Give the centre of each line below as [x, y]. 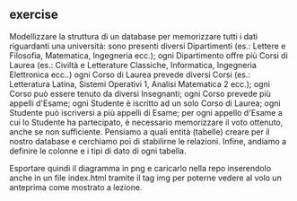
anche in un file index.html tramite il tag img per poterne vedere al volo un [146, 178]
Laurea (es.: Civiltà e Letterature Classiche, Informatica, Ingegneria [133, 65]
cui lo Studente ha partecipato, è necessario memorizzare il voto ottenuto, [146, 122]
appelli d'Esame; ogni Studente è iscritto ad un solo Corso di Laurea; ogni [145, 103]
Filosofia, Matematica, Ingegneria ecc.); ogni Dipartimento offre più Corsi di [149, 55]
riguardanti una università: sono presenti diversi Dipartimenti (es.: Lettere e [148, 46]
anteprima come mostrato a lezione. [76, 187]
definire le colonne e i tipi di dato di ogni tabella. [98, 151]
